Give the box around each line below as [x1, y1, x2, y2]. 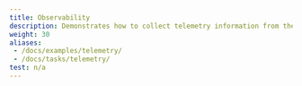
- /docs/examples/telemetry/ [13, 47, 123, 56]
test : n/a [9, 64, 47, 73]
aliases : [9, 38, 42, 47]
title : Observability [9, 13, 91, 22]
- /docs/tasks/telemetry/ [13, 55, 111, 64]
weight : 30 [9, 30, 50, 39]
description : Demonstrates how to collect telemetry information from [9, 21, 280, 30]
